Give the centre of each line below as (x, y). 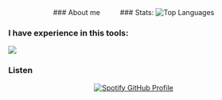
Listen (21, 71)
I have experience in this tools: (68, 33)
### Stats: (137, 12)
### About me (77, 12)
